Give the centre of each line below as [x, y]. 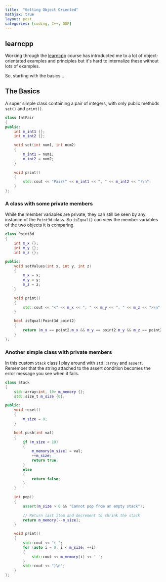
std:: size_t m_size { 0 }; [40, 396]
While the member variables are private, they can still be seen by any [75, 214]
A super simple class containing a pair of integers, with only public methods [82, 103]
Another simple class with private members [59, 352]
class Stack [17, 383]
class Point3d [20, 234]
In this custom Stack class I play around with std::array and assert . [74, 363]
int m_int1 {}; [30, 131]
